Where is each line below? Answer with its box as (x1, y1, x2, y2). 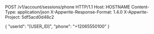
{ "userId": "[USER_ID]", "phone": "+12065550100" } (5, 23, 110, 29)
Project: (5, 14, 21, 20)
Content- (131, 4, 150, 10)
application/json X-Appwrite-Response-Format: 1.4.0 (17, 9, 123, 15)
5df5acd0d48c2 (21, 14, 54, 20)
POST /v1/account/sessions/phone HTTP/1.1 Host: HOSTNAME (5, 4, 130, 10)
